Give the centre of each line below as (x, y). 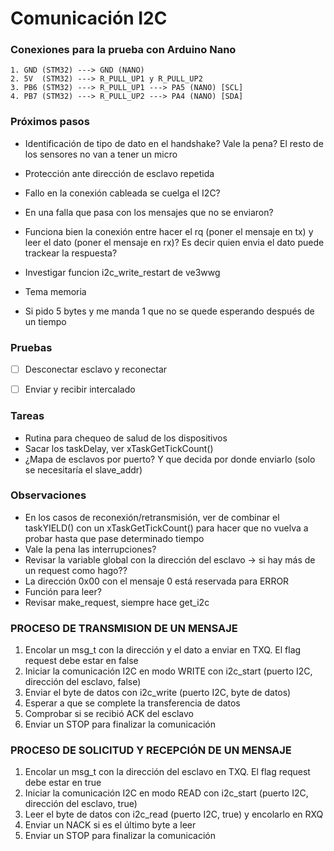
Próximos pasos (50, 122)
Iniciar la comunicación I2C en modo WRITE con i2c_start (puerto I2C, (168, 671)
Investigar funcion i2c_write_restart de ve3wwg (122, 272)
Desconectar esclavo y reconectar (96, 369)
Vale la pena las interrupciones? (90, 549)
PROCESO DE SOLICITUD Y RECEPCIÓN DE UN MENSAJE (151, 750)
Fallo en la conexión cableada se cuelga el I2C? (122, 193)
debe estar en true (63, 783)
